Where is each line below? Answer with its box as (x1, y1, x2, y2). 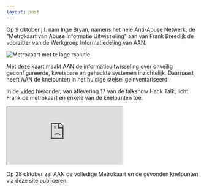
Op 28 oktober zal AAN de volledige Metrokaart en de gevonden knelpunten (6, 170, 198, 178)
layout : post (6, 9, 40, 15)
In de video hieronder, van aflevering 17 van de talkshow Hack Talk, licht (6, 87, 189, 95)
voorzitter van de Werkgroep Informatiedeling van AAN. (6, 39, 147, 46)
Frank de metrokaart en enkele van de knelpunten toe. (6, 94, 143, 101)
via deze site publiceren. (6, 177, 69, 184)
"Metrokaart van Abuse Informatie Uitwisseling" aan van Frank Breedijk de (6, 32, 194, 40)
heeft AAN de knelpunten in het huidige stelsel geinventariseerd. (6, 75, 170, 83)
